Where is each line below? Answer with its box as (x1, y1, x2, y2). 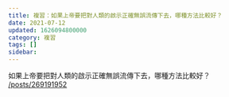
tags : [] (8, 41, 37, 49)
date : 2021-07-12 (8, 19, 66, 27)
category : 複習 (8, 33, 56, 42)
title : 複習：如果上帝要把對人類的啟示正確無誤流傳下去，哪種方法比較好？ (8, 11, 223, 20)
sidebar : (8, 48, 37, 56)
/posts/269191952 (8, 80, 68, 89)
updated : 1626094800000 (8, 26, 87, 34)
